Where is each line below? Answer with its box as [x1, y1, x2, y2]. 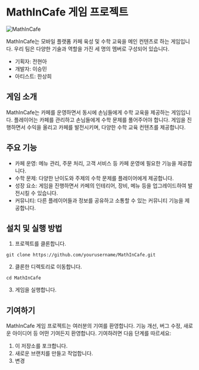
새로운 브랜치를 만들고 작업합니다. [14, 350, 94, 357]
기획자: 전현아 [14, 58, 48, 65]
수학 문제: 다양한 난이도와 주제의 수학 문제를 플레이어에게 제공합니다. [14, 174, 174, 181]
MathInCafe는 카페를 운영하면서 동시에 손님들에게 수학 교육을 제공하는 [6, 108, 170, 116]
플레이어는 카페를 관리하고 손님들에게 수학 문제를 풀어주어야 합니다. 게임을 [14, 116, 186, 123]
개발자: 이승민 [14, 65, 48, 72]
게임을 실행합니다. [14, 286, 57, 293]
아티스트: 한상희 [14, 73, 52, 80]
